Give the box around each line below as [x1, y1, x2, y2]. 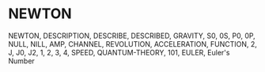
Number [8, 56, 36, 66]
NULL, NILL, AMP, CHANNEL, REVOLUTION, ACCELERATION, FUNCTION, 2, [8, 39, 257, 48]
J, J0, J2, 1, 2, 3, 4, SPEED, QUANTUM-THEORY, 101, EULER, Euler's [8, 47, 230, 57]
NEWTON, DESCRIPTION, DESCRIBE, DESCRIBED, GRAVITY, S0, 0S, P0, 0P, [8, 31, 256, 40]
